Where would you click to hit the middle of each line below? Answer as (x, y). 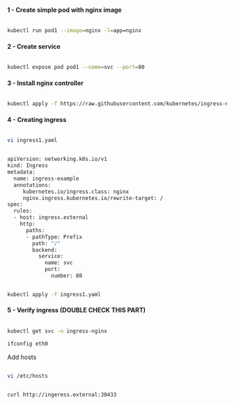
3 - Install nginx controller (45, 83)
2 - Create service (34, 46)
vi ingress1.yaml (32, 140)
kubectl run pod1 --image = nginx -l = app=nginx (74, 31)
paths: (35, 230)
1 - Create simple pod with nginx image (64, 10)
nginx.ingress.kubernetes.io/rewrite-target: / (93, 198)
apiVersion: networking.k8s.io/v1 (57, 159)
